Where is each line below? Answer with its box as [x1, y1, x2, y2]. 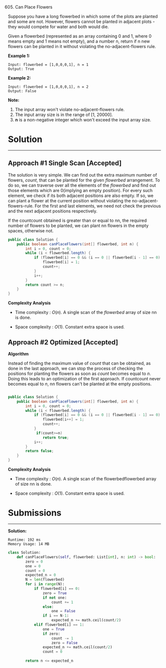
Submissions [8, 507, 62, 519]
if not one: [42, 595, 67, 600]
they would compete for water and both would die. [8, 24, 109, 30]
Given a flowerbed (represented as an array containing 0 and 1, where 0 [8, 33, 152, 39]
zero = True [42, 590, 67, 596]
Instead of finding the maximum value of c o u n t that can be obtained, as [8, 360, 151, 366]
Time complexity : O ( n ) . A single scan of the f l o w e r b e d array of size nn [15, 310, 157, 315]
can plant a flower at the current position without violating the [8, 197, 131, 203]
